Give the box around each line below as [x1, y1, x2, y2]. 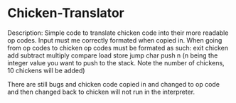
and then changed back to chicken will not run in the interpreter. [7, 87, 195, 96]
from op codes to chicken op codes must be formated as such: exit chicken [7, 43, 229, 52]
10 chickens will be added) [7, 66, 85, 75]
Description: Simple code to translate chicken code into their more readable [7, 28, 229, 37]
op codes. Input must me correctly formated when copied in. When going [7, 36, 222, 44]
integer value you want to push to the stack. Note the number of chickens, [7, 58, 225, 67]
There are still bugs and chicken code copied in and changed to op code [7, 80, 220, 88]
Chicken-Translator [7, 5, 124, 21]
